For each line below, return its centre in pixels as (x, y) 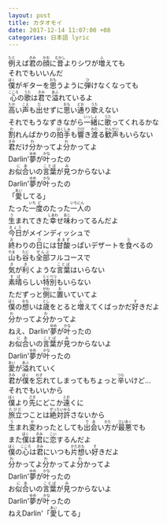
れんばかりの (36, 135)
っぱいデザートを (98, 246)
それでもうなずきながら (46, 122)
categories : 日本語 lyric (49, 37)
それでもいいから (36, 390)
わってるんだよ (95, 220)
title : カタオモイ (35, 23)
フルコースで (71, 257)
